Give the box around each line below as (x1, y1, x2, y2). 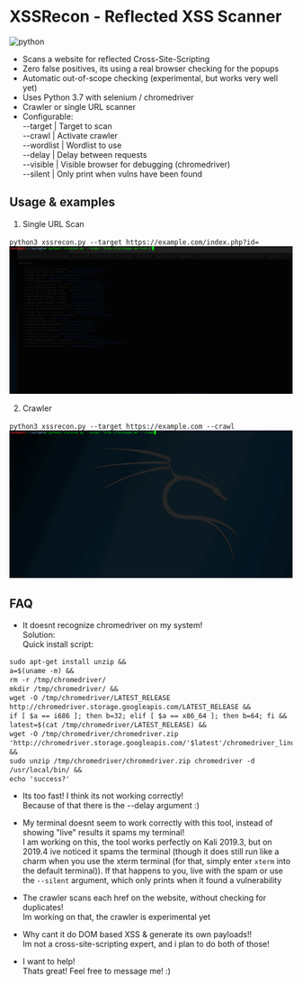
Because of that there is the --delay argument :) (22, 800, 200, 811)
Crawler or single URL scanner (22, 101, 137, 112)
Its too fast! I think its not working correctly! (22, 790, 184, 801)
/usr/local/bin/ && (9, 766, 83, 775)
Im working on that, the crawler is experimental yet (22, 912, 211, 923)
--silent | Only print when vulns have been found (22, 169, 203, 179)
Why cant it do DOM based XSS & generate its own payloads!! (22, 929, 253, 940)
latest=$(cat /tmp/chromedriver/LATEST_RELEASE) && (9, 721, 207, 730)
